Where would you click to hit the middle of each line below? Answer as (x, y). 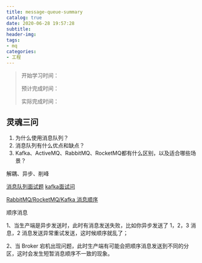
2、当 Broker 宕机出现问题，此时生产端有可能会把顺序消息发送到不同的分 (98, 246)
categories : (21, 52)
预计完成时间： (40, 88)
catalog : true (24, 18)
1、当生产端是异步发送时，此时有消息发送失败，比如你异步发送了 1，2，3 (98, 225)
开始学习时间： (40, 75)
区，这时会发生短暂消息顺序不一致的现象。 (60, 254)
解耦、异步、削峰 (28, 174)
